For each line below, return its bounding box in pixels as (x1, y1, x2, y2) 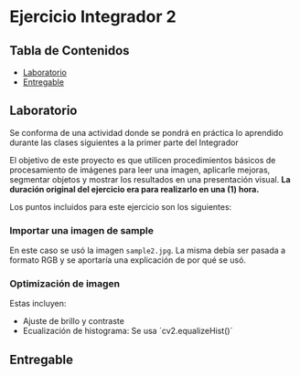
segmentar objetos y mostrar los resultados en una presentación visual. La (9, 173, 291, 184)
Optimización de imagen (9, 277, 121, 290)
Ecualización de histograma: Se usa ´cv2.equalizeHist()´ (22, 326, 233, 337)
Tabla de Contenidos (9, 43, 130, 58)
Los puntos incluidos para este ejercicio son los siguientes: (9, 201, 232, 212)
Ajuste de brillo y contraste (22, 316, 125, 327)
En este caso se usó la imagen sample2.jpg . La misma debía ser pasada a (9, 245, 286, 256)
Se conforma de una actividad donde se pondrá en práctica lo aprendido (9, 127, 284, 138)
